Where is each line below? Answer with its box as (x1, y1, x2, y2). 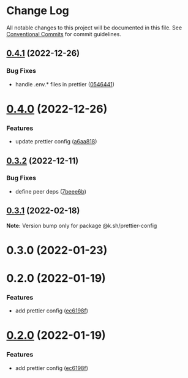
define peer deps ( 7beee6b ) (15, 187, 87, 195)
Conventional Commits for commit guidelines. (6, 30, 121, 37)
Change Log (6, 4, 69, 18)
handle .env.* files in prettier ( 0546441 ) (15, 80, 115, 88)
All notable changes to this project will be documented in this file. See (6, 24, 182, 31)
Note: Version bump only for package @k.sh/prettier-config (6, 222, 157, 229)
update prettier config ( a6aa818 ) (15, 138, 97, 145)
